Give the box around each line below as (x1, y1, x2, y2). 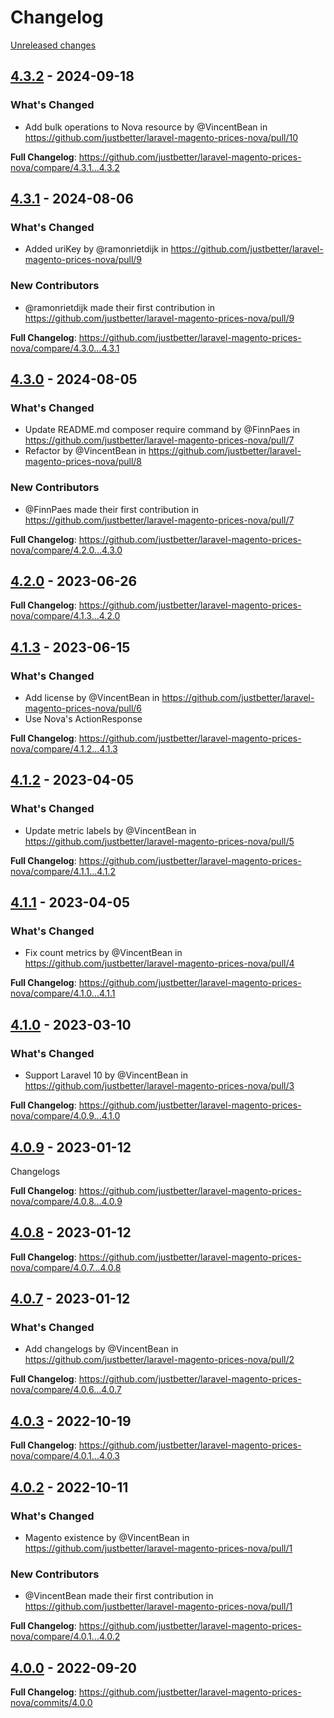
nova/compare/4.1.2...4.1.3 (10, 743, 118, 755)
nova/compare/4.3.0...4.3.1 (10, 342, 120, 354)
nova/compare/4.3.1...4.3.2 (10, 161, 120, 173)
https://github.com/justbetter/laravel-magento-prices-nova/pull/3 (24, 1080, 295, 1092)
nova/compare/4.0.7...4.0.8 (10, 1261, 122, 1273)
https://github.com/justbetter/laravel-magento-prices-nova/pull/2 (24, 1354, 295, 1366)
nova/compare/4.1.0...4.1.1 (10, 987, 116, 1000)
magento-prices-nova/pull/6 (24, 702, 143, 715)
